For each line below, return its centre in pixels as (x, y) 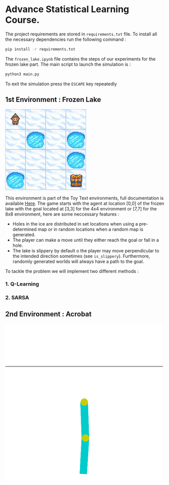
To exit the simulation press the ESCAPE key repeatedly (61, 84)
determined (24, 229)
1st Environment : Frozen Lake (53, 100)
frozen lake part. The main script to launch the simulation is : (68, 64)
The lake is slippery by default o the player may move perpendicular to (86, 250)
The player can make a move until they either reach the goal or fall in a (86, 240)
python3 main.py (22, 74)
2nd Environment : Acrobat (48, 314)
